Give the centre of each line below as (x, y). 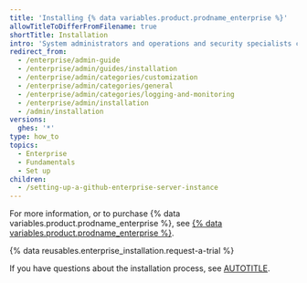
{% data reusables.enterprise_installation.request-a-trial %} (122, 251)
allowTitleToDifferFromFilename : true (83, 26)
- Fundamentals (47, 162)
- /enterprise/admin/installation (83, 103)
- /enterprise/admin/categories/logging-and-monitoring (126, 94)
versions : (28, 120)
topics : (24, 145)
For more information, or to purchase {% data (95, 214)
